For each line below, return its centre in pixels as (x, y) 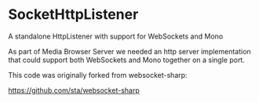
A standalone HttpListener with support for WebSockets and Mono (116, 36)
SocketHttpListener (73, 15)
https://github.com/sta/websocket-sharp (74, 90)
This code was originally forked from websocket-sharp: (98, 75)
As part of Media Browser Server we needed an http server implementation (129, 51)
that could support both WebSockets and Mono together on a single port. (126, 60)
